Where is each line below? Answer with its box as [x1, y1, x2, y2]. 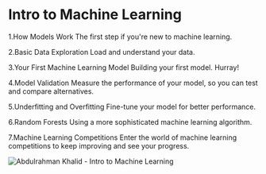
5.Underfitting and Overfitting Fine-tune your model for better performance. [8, 102, 256, 111]
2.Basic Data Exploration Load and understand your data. [8, 47, 195, 56]
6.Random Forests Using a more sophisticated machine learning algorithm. [8, 117, 253, 126]
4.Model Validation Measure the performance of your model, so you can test [8, 78, 258, 87]
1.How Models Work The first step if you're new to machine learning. [8, 32, 233, 41]
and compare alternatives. [8, 86, 94, 96]
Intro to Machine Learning [8, 6, 183, 24]
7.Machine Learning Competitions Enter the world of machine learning [8, 133, 237, 142]
